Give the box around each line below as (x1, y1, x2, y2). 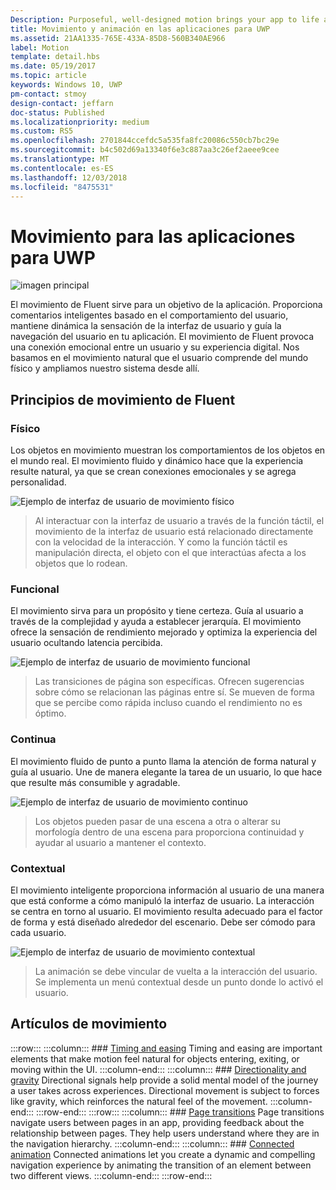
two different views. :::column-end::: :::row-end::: (10, 1169, 213, 1181)
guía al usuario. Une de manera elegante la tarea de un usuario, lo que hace (10, 766, 323, 778)
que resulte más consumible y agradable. (10, 776, 181, 788)
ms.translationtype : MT (10, 154, 110, 164)
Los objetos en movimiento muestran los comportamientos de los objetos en (10, 444, 326, 456)
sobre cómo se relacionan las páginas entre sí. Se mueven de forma (34, 686, 315, 698)
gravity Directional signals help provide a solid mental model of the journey (10, 1074, 319, 1086)
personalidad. (10, 476, 67, 488)
